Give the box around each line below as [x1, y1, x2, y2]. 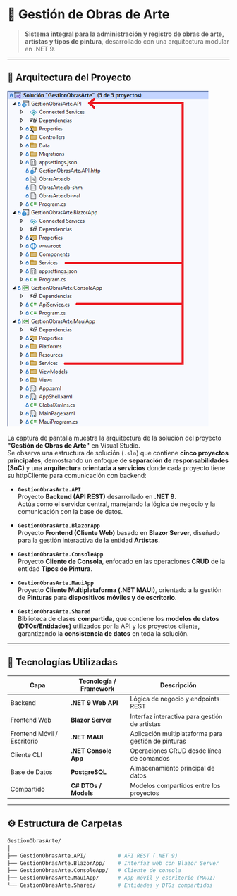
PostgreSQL [70, 768, 107, 776]
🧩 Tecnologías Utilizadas [7, 656, 118, 668]
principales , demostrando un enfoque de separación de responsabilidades [7, 456, 229, 465]
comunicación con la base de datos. [17, 507, 123, 515]
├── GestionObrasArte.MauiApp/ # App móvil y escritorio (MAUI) [7, 874, 217, 882]
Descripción [159, 680, 197, 689]
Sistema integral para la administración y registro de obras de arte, [24, 30, 224, 38]
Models [70, 789, 94, 797]
